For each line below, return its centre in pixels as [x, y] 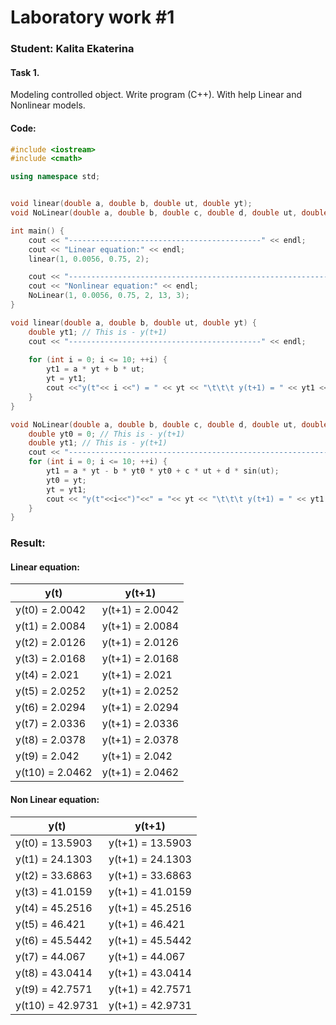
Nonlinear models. [48, 105]
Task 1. [25, 72]
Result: [28, 543]
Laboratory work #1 [92, 17]
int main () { [37, 231]
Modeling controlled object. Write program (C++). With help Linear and [156, 95]
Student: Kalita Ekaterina [72, 49]
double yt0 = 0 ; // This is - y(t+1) [107, 434]
